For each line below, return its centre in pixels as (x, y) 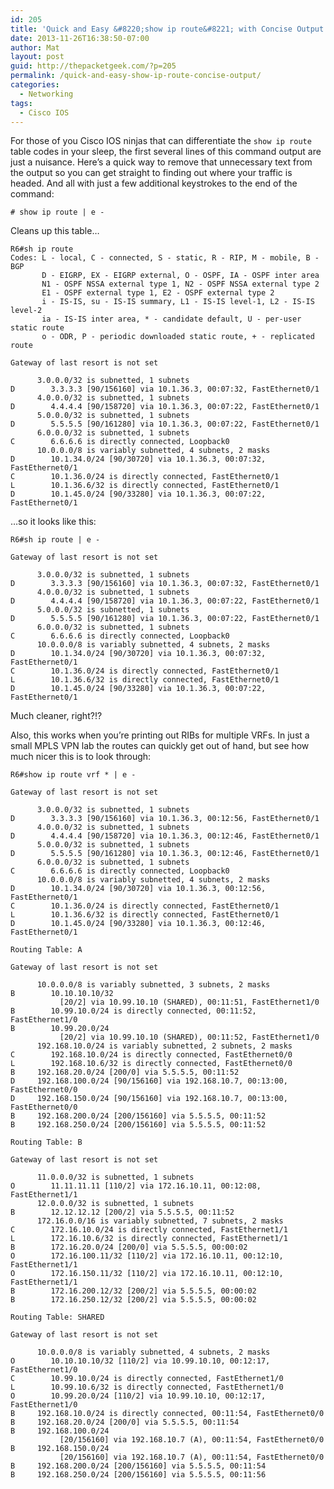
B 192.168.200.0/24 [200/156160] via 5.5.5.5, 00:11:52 (138, 1116)
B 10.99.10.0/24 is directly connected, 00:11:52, (133, 1011)
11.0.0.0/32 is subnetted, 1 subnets (115, 1177)
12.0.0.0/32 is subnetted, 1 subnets (115, 1204)
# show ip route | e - (57, 212)
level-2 (26, 311)
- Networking (46, 94)
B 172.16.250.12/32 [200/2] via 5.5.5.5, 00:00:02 (133, 1300)
